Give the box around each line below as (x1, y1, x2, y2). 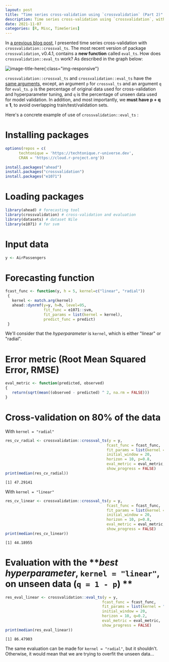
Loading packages (5, 191, 84, 203)
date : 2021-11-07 (5, 21, 42, 27)
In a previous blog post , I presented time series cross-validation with (5, 40, 147, 46)
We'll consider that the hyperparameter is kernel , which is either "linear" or (5, 330, 161, 337)
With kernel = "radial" (5, 428, 54, 434)
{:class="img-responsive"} (43, 66, 100, 72)
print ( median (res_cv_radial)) (5, 470, 69, 476)
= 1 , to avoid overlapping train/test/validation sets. (5, 102, 109, 108)
